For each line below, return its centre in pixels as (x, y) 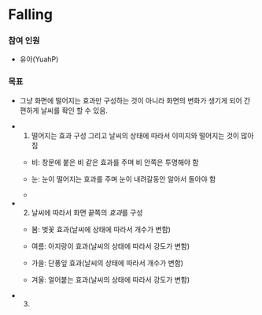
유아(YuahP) (39, 59)
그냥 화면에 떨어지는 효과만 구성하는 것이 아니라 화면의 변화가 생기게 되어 (131, 100)
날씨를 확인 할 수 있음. (74, 110)
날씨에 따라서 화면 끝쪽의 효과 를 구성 (87, 212)
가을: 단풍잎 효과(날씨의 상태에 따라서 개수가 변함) (107, 263)
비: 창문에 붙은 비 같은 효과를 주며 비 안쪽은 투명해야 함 (115, 162)
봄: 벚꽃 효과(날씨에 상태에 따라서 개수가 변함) (101, 229)
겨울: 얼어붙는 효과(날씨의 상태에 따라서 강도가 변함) (111, 279)
